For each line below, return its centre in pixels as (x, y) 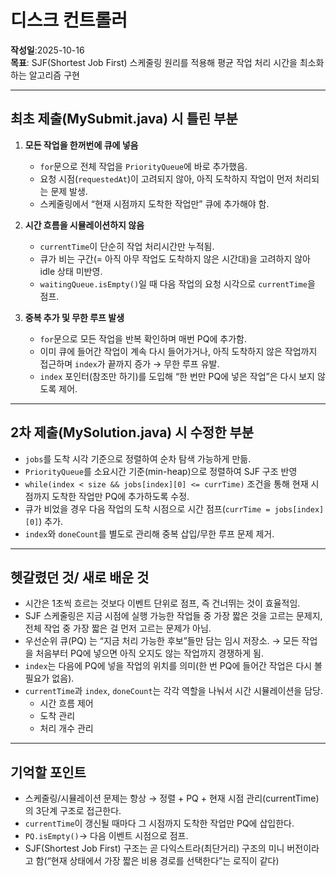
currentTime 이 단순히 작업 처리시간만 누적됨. (127, 246)
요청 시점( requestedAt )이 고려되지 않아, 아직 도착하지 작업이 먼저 (166, 178)
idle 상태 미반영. (71, 271)
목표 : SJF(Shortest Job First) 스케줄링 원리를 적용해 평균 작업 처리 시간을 (154, 62)
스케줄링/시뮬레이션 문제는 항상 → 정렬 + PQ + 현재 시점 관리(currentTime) (172, 798)
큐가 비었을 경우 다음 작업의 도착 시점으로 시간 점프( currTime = (147, 508)
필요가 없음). (49, 678)
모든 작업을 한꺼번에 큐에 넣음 (81, 145)
